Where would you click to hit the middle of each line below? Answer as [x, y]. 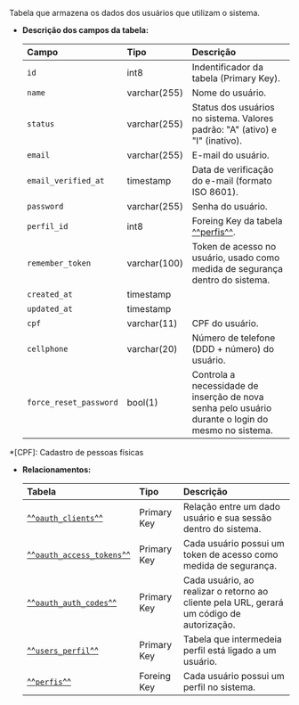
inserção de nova [228, 397]
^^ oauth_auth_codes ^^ [72, 603]
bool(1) [142, 402]
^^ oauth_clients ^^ [65, 518]
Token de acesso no [234, 246]
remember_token [59, 263]
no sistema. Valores [233, 118]
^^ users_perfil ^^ [63, 650]
